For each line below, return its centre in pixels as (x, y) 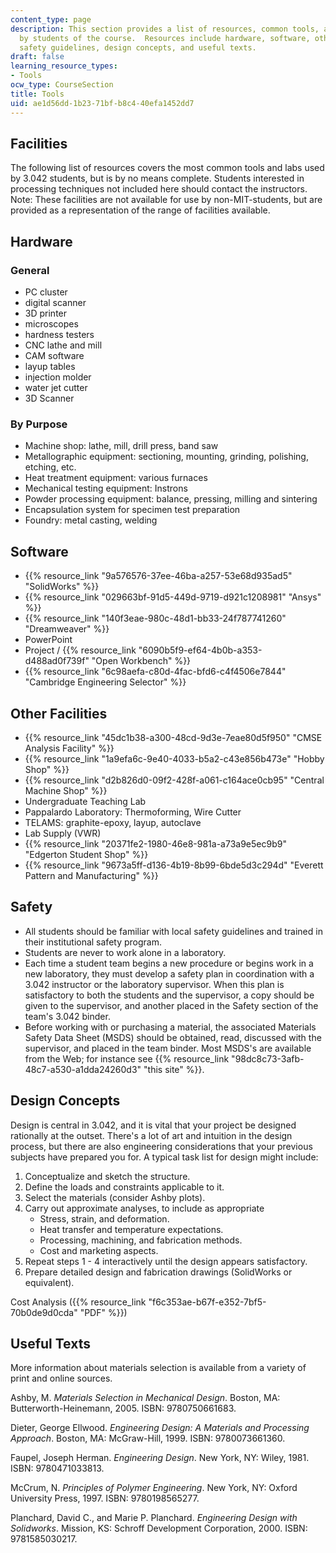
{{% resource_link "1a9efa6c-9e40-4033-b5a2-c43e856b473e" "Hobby (174, 758)
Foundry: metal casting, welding (91, 520)
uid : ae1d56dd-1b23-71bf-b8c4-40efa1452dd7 (102, 103)
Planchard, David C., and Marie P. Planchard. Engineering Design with (154, 1518)
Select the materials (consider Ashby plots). (115, 1197)
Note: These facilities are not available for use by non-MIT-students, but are (166, 200)
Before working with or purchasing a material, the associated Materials (170, 1027)
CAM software (54, 355)
